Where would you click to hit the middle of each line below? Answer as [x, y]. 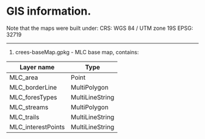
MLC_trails [24, 117]
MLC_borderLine [33, 87]
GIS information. [49, 11]
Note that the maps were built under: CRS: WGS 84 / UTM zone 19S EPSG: [100, 28]
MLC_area [24, 77]
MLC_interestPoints [37, 127]
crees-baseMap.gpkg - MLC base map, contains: [77, 52]
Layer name [37, 67]
